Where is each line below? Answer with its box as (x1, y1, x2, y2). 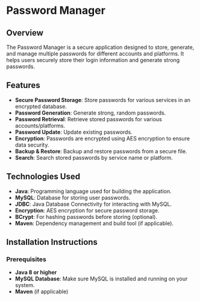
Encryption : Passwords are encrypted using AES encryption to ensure (14, 135, 190, 142)
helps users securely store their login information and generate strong (6, 57, 180, 63)
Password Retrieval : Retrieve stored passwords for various (14, 115, 163, 122)
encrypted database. (14, 103, 67, 110)
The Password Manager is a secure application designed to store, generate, (6, 43, 195, 51)
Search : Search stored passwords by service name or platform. (14, 154, 173, 161)
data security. (14, 141, 49, 148)
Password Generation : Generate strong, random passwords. (14, 109, 166, 116)
